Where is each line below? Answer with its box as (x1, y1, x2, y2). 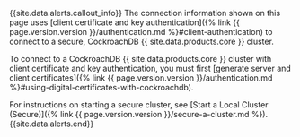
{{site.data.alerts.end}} (9, 118, 94, 129)
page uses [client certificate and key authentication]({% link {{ (9, 17, 241, 28)
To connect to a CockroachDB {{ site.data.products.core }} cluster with (9, 54, 272, 64)
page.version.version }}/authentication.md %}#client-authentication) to (9, 27, 273, 37)
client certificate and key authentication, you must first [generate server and (9, 63, 292, 73)
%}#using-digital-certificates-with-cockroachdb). (9, 82, 194, 92)
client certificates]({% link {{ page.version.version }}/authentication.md (9, 73, 273, 83)
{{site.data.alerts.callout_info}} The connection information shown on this (9, 8, 281, 18)
